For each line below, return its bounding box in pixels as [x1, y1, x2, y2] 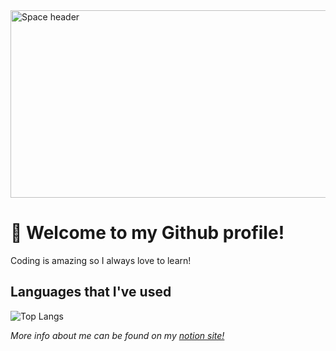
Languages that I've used [10, 284, 172, 301]
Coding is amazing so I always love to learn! [10, 254, 192, 266]
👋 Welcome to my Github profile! [10, 222, 285, 244]
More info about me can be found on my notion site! [10, 329, 225, 341]
